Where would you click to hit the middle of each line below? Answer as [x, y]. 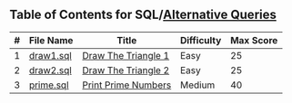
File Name [51, 40]
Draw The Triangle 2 [126, 70]
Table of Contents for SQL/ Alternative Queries [143, 15]
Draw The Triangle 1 [126, 55]
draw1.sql [50, 55]
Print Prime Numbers [126, 85]
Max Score [254, 40]
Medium [198, 85]
